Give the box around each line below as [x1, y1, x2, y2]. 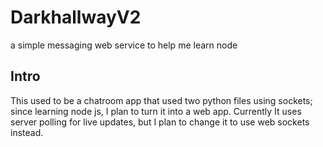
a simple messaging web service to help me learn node [10, 39, 238, 51]
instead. [10, 126, 44, 138]
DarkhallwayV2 [10, 6, 142, 29]
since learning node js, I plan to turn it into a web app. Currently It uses [10, 105, 302, 117]
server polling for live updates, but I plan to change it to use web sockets [10, 116, 310, 128]
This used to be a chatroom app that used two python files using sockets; [10, 94, 313, 106]
